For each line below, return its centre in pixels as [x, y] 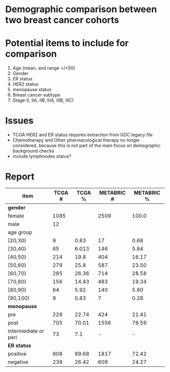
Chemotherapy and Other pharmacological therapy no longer [76, 140]
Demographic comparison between [81, 9]
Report [20, 177]
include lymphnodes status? [42, 156]
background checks [33, 151]
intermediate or [26, 331]
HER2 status [26, 84]
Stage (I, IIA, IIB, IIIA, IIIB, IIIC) [43, 100]
